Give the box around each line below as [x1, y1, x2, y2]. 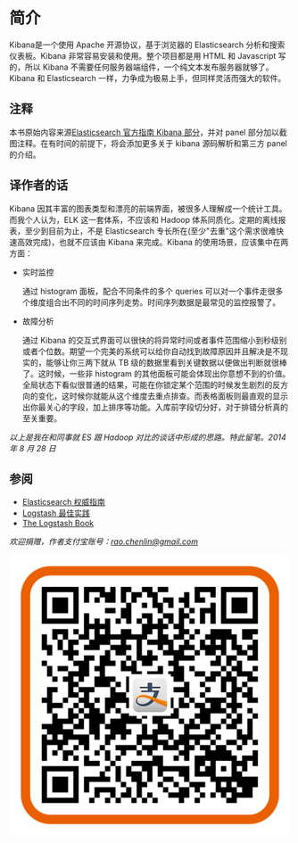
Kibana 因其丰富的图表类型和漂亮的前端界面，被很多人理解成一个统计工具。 [9, 202, 287, 214]
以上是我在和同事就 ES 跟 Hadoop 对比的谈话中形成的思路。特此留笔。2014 [9, 432, 287, 442]
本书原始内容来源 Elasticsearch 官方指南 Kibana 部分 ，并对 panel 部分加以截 [9, 127, 287, 137]
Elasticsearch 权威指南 [21, 497, 105, 508]
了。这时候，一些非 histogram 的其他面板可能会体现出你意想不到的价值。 [21, 368, 291, 379]
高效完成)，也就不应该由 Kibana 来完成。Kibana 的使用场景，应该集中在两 [16, 236, 289, 247]
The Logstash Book [21, 518, 95, 529]
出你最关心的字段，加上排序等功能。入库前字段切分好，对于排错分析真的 [21, 401, 288, 412]
